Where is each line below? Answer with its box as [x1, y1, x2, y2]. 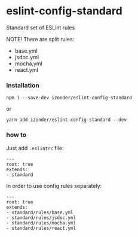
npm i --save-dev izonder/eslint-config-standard [6, 95, 133, 101]
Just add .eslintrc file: [6, 144, 64, 151]
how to [6, 130, 27, 139]
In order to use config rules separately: [6, 182, 102, 189]
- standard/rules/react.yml [6, 225, 76, 231]
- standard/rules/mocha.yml [6, 220, 76, 226]
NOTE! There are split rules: [6, 35, 75, 42]
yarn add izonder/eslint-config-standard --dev [6, 117, 127, 123]
